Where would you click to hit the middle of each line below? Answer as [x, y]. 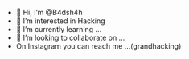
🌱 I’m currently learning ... [59, 29]
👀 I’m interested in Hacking [61, 21]
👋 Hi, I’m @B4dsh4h [49, 12]
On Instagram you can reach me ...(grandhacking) [99, 46]
